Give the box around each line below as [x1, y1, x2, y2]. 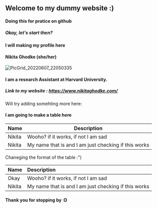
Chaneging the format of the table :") [5, 154, 82, 160]
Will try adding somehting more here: [5, 100, 82, 107]
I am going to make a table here [5, 112, 72, 118]
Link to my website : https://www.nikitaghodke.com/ [5, 88, 118, 94]
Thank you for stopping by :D [5, 197, 67, 203]
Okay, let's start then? [5, 30, 53, 36]
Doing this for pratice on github [5, 18, 72, 24]
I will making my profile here [5, 42, 65, 48]
